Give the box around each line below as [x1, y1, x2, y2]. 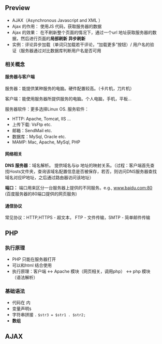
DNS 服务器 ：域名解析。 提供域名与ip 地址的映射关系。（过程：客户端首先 [5, 162, 151, 169]
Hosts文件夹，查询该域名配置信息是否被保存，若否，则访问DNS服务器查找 [9, 169, 157, 174]
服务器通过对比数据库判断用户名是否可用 [20, 47, 102, 53]
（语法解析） [12, 275, 38, 281]
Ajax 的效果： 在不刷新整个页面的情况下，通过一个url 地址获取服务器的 [12, 29, 153, 35]
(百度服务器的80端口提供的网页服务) [5, 191, 77, 197]
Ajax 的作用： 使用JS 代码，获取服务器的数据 [12, 23, 102, 29]
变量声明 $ [12, 306, 31, 312]
